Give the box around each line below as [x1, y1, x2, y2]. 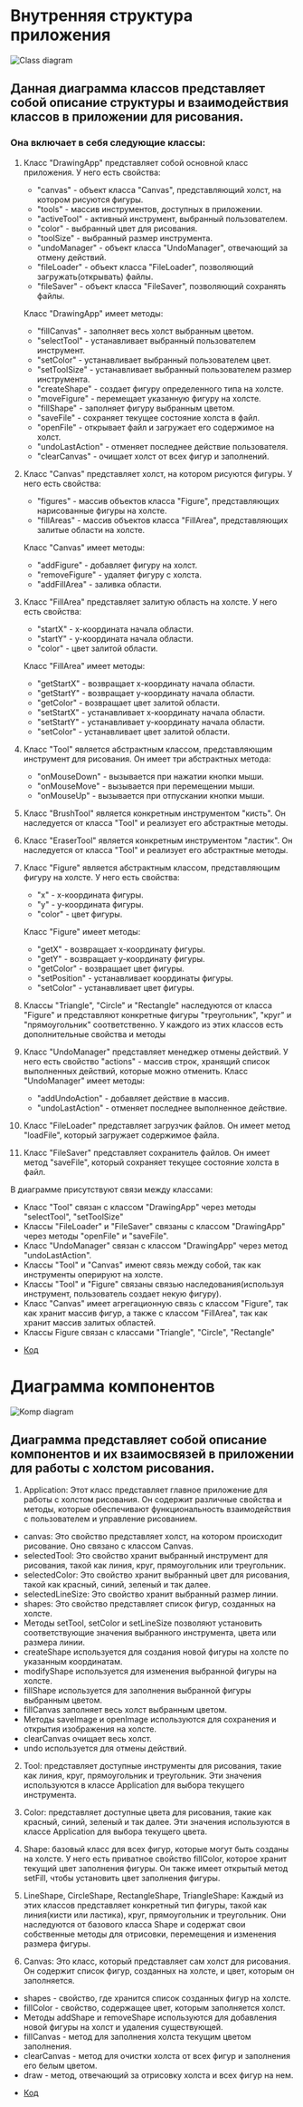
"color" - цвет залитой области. [36, 643, 158, 654]
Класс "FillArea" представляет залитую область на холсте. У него [23, 596, 278, 607]
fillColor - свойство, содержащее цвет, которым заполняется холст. [23, 2003, 286, 2014]
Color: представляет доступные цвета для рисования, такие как [23, 1807, 272, 1818]
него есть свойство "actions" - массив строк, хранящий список [23, 1055, 270, 1066]
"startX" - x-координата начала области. [36, 623, 194, 635]
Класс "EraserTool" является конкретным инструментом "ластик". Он [23, 835, 293, 846]
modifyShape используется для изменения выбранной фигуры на [23, 1665, 277, 1677]
